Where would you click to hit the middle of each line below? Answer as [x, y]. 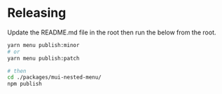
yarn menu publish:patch [43, 58]
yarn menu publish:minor [43, 45]
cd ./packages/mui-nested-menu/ [54, 78]
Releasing [37, 13]
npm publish [25, 84]
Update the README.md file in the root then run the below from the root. [112, 32]
